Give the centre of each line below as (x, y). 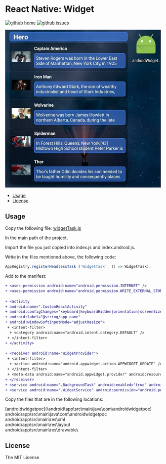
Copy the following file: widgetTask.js (43, 228)
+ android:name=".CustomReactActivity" (46, 307)
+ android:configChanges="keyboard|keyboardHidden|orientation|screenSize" (85, 312)
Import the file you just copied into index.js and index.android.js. (70, 248)
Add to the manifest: (26, 276)
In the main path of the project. (37, 238)
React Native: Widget (50, 9)
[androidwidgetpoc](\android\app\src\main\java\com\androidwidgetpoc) (79, 409)
